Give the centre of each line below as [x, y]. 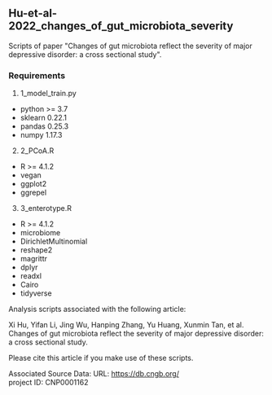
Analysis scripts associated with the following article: [97, 309]
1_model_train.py [48, 94]
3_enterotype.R [46, 208]
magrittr [33, 259]
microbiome [40, 233]
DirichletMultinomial [54, 241]
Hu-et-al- [33, 13]
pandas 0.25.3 [44, 126]
